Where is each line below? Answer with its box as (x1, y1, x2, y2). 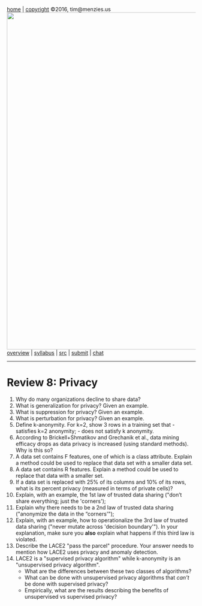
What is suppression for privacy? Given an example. (15, 408, 144, 415)
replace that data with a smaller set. (15, 472, 104, 479)
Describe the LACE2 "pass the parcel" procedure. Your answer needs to (15, 542, 194, 549)
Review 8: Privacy (7, 376, 98, 390)
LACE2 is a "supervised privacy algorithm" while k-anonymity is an (15, 554, 181, 562)
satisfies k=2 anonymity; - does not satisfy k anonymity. (15, 427, 155, 435)
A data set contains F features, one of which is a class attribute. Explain (15, 453, 192, 460)
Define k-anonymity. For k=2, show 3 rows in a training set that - (15, 421, 175, 428)
